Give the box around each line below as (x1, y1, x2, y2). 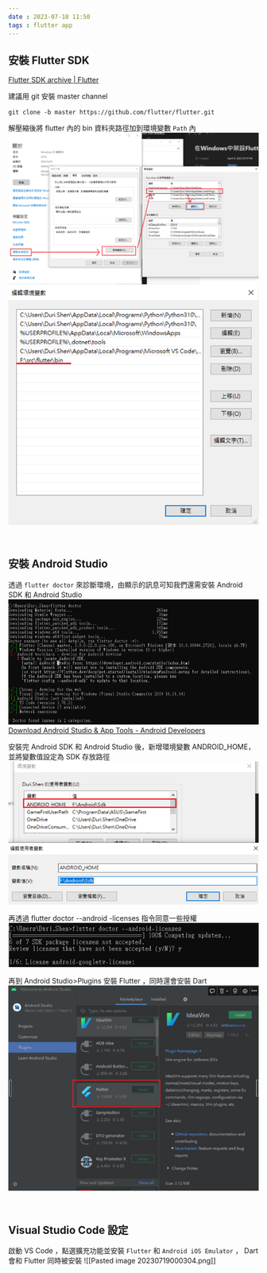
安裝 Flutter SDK (8, 53, 90, 67)
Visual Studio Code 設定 (8, 1224, 129, 1236)
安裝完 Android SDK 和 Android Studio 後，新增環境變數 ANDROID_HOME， (8, 742, 256, 751)
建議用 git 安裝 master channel (8, 91, 108, 101)
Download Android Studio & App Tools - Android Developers (8, 726, 206, 735)
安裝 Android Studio (8, 557, 109, 571)
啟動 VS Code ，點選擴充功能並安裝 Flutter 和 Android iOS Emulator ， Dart (8, 1246, 258, 1256)
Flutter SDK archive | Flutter (8, 76, 99, 85)
